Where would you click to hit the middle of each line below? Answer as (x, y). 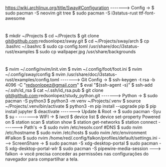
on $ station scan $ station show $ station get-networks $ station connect (81, 122)
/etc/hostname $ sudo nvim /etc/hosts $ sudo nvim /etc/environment (76, 133)
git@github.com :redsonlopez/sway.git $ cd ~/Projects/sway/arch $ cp (77, 41)
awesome (15, 18)
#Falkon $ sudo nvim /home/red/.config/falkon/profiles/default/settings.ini (81, 138)
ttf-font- (147, 13)
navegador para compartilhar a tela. (42, 159)
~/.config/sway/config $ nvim (35, 74)
